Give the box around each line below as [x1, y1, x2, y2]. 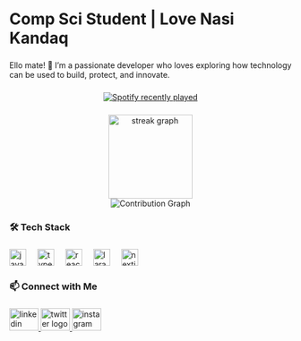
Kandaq [9, 28, 69, 48]
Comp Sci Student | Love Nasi [9, 9, 235, 30]
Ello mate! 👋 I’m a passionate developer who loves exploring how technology [9, 60, 292, 71]
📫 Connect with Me [9, 280, 98, 293]
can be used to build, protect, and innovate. [9, 70, 170, 81]
